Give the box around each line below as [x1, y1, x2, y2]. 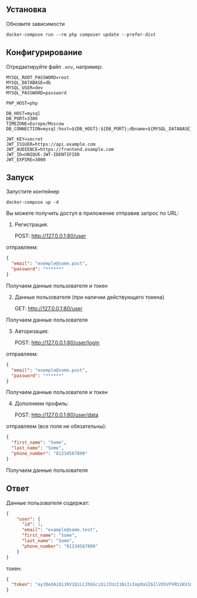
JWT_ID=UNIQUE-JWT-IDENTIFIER [6, 151, 80, 157]
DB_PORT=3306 [6, 116, 38, 121]
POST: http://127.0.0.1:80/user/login [14, 339, 100, 346]
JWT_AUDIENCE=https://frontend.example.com [6, 146, 114, 152]
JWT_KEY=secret [6, 136, 43, 142]
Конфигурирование [6, 48, 83, 58]
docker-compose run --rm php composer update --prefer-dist [6, 32, 157, 38]
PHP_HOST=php [6, 100, 38, 106]
